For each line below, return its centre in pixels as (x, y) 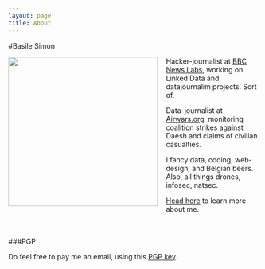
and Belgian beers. (223, 168)
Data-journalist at (194, 110)
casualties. (183, 144)
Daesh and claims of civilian (212, 135)
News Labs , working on (205, 69)
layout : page (30, 16)
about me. (183, 209)
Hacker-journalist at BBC (207, 61)
